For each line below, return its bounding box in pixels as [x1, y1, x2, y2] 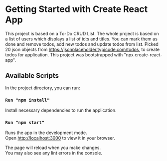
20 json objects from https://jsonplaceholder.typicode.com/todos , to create [5, 46, 160, 52]
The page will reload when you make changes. [5, 145, 101, 151]
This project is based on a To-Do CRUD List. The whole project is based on [5, 30, 160, 36]
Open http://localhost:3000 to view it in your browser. [5, 135, 116, 141]
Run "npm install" [5, 97, 50, 103]
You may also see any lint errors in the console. [5, 150, 102, 156]
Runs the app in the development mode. [5, 130, 87, 136]
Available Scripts [5, 71, 59, 80]
